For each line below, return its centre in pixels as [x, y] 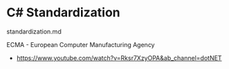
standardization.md [34, 31]
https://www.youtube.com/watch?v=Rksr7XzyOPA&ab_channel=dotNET [119, 58]
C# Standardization [63, 13]
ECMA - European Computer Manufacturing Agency [81, 44]
